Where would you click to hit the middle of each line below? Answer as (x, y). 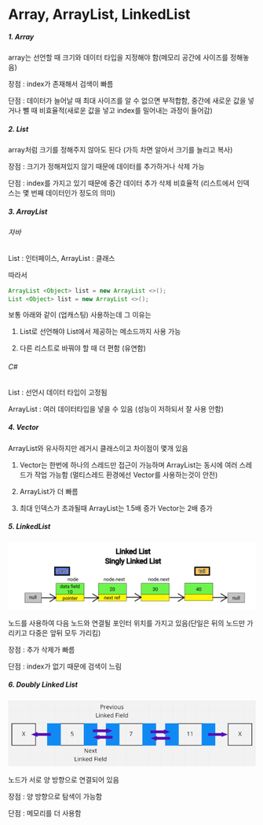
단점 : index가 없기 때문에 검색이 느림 (65, 666)
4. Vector (24, 427)
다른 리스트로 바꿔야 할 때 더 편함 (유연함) (83, 348)
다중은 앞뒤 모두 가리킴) (65, 632)
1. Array (21, 36)
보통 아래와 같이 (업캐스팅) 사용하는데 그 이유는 (80, 315)
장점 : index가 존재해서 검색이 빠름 (61, 84)
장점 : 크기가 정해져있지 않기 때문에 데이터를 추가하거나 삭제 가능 (107, 167)
